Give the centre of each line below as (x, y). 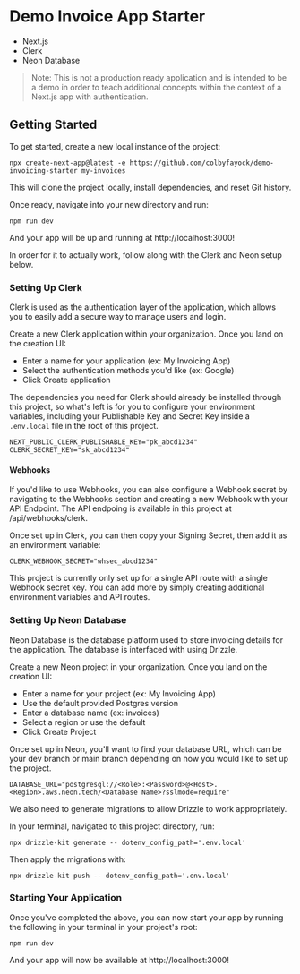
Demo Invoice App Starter (107, 17)
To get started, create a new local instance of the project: (115, 146)
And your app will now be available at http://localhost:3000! (120, 960)
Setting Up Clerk (46, 287)
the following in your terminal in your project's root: (104, 927)
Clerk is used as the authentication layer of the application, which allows (142, 307)
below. (21, 264)
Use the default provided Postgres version (100, 703)
